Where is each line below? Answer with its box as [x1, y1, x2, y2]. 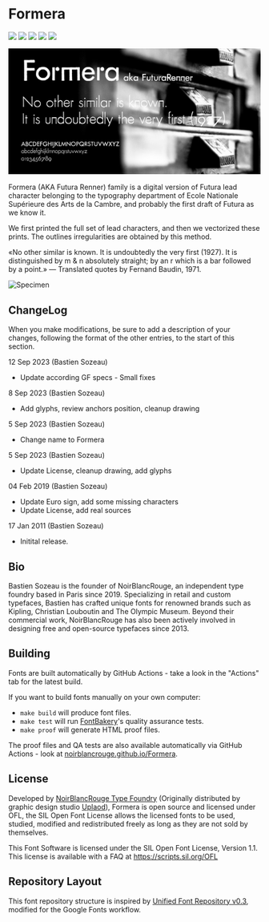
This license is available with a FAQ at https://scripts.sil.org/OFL [8, 851, 219, 861]
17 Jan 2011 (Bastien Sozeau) [8, 521, 104, 531]
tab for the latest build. [8, 677, 83, 686]
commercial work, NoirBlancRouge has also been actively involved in [8, 615, 236, 625]
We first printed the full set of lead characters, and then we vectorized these [8, 224, 260, 233]
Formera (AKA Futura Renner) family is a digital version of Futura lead [8, 182, 238, 192]
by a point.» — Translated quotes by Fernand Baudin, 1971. [8, 265, 202, 274]
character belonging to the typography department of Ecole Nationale [8, 191, 239, 200]
